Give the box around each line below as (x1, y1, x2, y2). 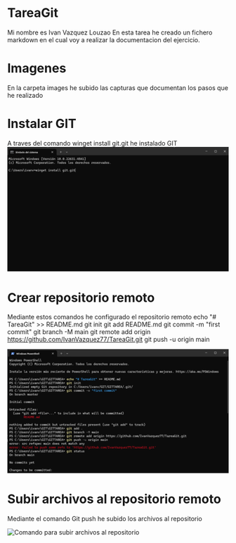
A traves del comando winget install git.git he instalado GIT (7, 139, 178, 147)
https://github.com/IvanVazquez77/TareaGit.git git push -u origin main (7, 336, 210, 344)
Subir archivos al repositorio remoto (7, 491, 221, 507)
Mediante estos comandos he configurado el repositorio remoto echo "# (7, 313, 216, 321)
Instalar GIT (7, 116, 77, 132)
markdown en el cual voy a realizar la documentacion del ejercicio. (7, 35, 200, 44)
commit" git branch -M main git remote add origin (7, 328, 151, 336)
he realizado (7, 91, 44, 99)
